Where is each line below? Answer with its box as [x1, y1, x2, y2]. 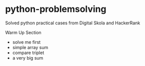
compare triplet [12, 50, 44, 56]
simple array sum [12, 44, 48, 50]
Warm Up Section [5, 29, 41, 35]
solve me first [12, 39, 41, 45]
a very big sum [12, 55, 43, 61]
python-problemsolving [5, 3, 106, 15]
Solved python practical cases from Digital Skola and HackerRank [5, 20, 140, 26]
